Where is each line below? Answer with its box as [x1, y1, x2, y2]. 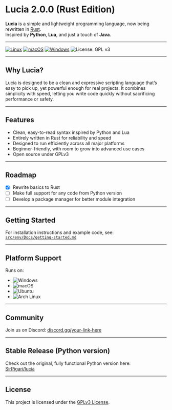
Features [5, 115, 34, 124]
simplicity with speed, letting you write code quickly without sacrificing [5, 90, 155, 96]
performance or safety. [5, 96, 54, 102]
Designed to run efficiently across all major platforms [12, 140, 125, 146]
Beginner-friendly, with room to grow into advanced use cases [12, 145, 145, 152]
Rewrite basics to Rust [12, 184, 60, 190]
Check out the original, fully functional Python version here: [5, 360, 131, 366]
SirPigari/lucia [5, 365, 35, 372]
